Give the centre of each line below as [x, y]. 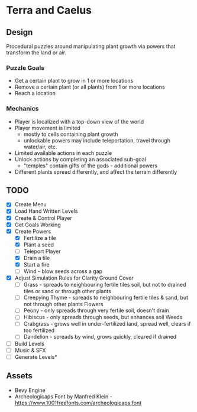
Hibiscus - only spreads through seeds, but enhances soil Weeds [103, 317]
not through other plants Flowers [63, 304]
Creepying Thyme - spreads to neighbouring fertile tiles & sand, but [106, 298]
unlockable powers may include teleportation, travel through [97, 140]
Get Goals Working [38, 225]
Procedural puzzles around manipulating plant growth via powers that [91, 46]
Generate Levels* [36, 357]
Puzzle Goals [25, 67]
